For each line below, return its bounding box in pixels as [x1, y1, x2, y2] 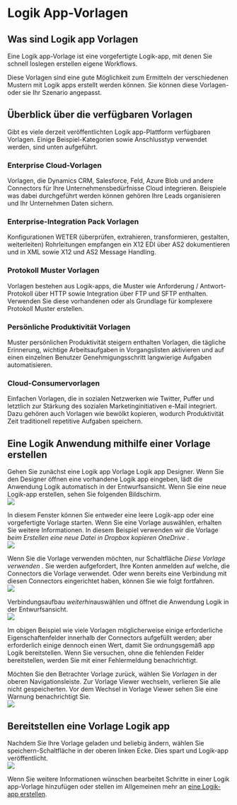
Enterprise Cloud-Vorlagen [7, 160, 103, 170]
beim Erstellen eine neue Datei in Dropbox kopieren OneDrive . [7, 534, 190, 542]
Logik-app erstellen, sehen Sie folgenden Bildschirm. [7, 490, 161, 499]
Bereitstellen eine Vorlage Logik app [7, 720, 170, 732]
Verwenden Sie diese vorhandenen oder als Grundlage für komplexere [7, 296, 213, 305]
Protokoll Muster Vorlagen [7, 266, 100, 276]
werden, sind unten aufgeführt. [7, 142, 98, 151]
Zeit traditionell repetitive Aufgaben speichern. [7, 417, 143, 426]
